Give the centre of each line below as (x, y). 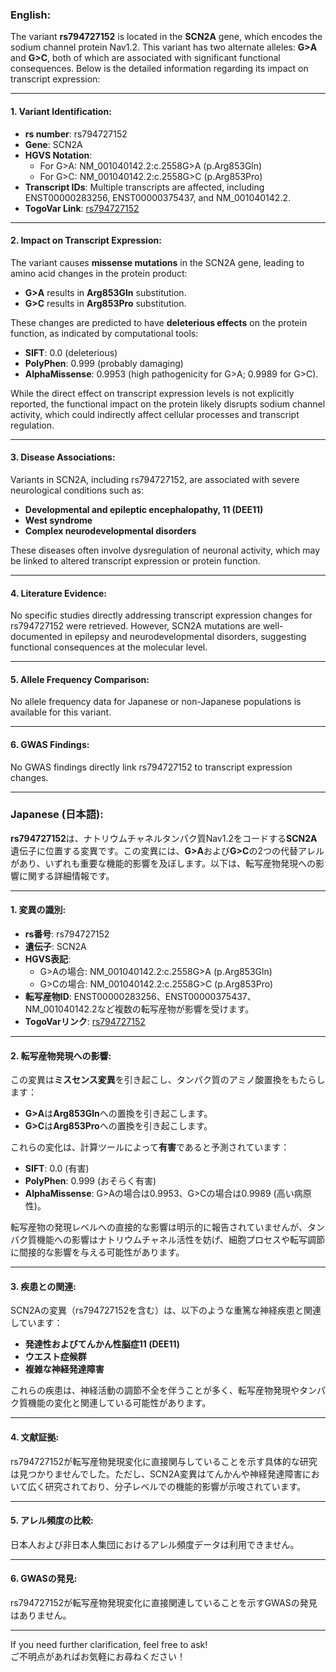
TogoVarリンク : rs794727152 (85, 1022)
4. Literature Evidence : (58, 593)
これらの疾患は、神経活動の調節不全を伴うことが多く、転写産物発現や (155, 1390)
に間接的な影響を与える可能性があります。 (97, 1252)
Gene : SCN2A (53, 144)
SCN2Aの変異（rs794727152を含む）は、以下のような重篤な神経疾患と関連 (166, 1310)
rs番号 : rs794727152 (67, 934)
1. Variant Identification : (61, 111)
